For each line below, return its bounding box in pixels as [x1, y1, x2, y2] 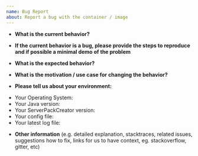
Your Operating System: [14, 94, 73, 101]
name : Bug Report [6, 8, 49, 15]
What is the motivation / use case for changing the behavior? [14, 71, 168, 78]
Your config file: [14, 113, 54, 120]
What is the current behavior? [14, 30, 90, 37]
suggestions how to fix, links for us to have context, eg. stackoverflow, [14, 136, 187, 144]
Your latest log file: [14, 119, 61, 126]
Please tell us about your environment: [14, 82, 112, 89]
